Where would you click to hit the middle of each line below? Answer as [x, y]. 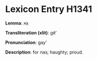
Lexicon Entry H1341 [49, 9]
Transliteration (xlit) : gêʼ [31, 32]
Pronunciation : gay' [26, 42]
